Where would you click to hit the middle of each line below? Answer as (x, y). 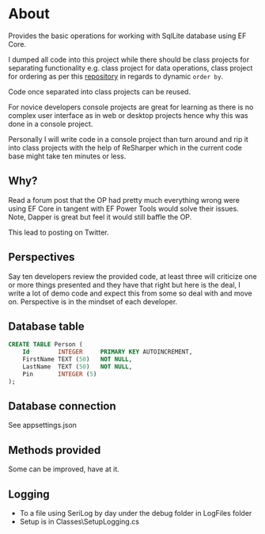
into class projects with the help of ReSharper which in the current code (125, 147)
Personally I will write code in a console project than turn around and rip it (129, 139)
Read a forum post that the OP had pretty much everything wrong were (124, 200)
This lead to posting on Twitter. (59, 232)
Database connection (62, 406)
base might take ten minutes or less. (67, 156)
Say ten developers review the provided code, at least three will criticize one (132, 276)
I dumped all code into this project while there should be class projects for (129, 59)
